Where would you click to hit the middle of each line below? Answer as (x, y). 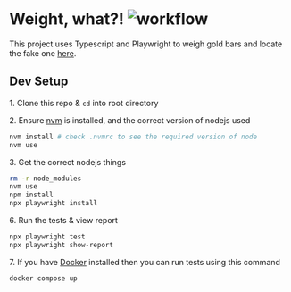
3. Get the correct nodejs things (68, 162)
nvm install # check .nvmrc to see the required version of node (133, 137)
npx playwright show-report (62, 245)
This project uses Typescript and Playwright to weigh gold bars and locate (146, 44)
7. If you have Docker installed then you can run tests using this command (145, 262)
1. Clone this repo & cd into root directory (84, 103)
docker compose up (43, 278)
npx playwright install (54, 204)
